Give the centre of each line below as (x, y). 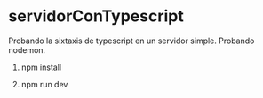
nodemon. (27, 49)
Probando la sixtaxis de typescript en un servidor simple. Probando (131, 41)
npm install (41, 67)
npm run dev (44, 84)
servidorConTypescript (96, 16)
